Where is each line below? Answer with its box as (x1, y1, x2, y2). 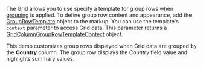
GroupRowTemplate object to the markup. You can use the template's (6, 18, 179, 25)
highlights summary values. (6, 55, 75, 62)
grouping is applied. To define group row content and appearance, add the (6, 11, 192, 19)
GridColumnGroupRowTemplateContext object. (6, 31, 123, 38)
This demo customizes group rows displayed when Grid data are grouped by (6, 42, 197, 49)
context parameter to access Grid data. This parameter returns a (6, 24, 167, 31)
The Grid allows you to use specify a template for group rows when (6, 5, 174, 12)
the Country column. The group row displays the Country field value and (6, 49, 188, 56)
